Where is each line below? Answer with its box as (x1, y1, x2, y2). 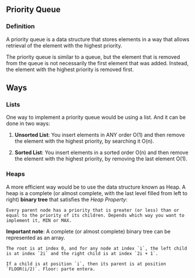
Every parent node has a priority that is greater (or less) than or (6, 207, 180, 213)
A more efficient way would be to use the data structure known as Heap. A (6, 183, 186, 190)
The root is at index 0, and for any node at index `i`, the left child (6, 245, 187, 252)
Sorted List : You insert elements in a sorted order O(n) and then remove (14, 149, 189, 156)
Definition (6, 22, 35, 31)
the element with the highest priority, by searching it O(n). (14, 138, 154, 145)
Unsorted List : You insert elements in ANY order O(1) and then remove (14, 132, 186, 139)
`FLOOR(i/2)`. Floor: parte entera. (6, 266, 95, 272)
